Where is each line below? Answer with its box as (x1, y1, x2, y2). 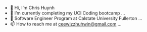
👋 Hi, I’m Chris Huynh (10, 5, 55, 10)
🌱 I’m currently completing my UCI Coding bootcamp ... (10, 10, 125, 16)
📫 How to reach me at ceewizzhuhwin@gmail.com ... (10, 21, 122, 27)
